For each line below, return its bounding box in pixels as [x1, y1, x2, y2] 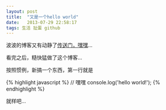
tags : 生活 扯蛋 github [6, 25, 60, 31]
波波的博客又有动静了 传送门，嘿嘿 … [6, 42, 93, 49]
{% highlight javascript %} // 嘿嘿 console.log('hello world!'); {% [6, 79, 161, 86]
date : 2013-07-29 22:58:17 [6, 19, 77, 25]
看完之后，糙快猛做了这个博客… [6, 54, 83, 61]
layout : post [6, 8, 38, 15]
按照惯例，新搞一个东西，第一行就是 [6, 67, 94, 74]
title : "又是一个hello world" [6, 14, 79, 20]
